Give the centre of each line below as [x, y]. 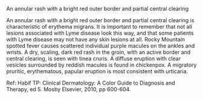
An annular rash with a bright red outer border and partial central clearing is [100, 20]
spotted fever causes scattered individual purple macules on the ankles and [101, 46]
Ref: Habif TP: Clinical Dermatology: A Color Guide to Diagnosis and [91, 83]
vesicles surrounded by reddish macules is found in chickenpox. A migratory [101, 65]
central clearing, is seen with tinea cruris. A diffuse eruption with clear [94, 58]
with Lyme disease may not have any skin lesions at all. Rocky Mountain [96, 39]
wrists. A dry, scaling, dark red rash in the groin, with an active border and [98, 52]
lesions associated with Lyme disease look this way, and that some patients [100, 33]
